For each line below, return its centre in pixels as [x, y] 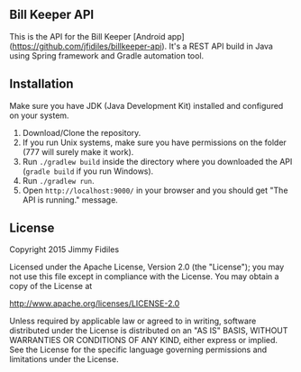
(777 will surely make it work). [78, 151]
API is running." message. [70, 200]
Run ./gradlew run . [58, 180]
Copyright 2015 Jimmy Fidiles [64, 250]
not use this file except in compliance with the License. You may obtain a [144, 277]
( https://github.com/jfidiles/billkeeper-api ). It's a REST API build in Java [141, 46]
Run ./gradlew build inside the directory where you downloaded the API [157, 161]
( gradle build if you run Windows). [88, 171]
